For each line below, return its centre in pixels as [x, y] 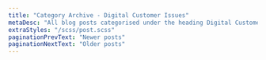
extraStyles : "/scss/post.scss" [61, 30]
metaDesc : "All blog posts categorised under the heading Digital [120, 23]
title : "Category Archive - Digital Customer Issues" [99, 15]
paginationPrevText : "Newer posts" [67, 37]
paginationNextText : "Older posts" [67, 44]
